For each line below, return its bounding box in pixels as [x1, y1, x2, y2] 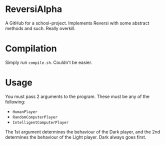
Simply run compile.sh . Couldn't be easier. [5, 59, 92, 65]
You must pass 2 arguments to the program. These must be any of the [5, 93, 150, 99]
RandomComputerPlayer [12, 114, 57, 119]
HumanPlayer [12, 109, 37, 114]
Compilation [5, 43, 57, 54]
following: [5, 98, 25, 104]
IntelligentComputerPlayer [12, 120, 69, 125]
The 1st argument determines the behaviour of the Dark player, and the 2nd [5, 128, 160, 134]
